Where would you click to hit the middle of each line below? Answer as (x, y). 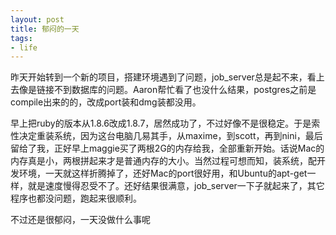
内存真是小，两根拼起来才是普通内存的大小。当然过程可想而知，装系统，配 (163, 161)
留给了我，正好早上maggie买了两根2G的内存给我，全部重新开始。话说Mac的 (167, 148)
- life (24, 47)
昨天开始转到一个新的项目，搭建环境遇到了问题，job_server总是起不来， (159, 77)
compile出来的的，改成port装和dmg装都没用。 (106, 102)
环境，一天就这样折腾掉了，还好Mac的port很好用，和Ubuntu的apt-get (163, 173)
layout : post (37, 19)
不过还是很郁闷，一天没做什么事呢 (80, 220)
